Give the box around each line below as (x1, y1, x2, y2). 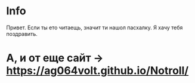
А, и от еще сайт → (6, 51, 104, 65)
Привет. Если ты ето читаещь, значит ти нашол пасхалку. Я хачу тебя (6, 24, 183, 31)
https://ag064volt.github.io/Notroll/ (6, 64, 189, 78)
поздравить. (6, 30, 38, 37)
